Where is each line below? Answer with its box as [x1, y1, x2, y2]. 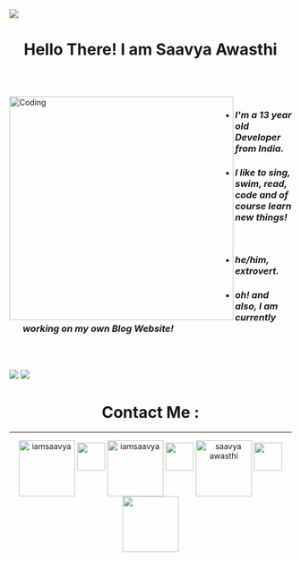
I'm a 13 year [235, 108, 292, 121]
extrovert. [235, 265, 279, 277]
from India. [235, 142, 285, 155]
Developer [235, 131, 281, 143]
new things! [235, 210, 288, 223]
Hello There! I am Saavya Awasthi [23, 39, 278, 60]
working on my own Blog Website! [21, 322, 175, 335]
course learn [235, 200, 292, 212]
